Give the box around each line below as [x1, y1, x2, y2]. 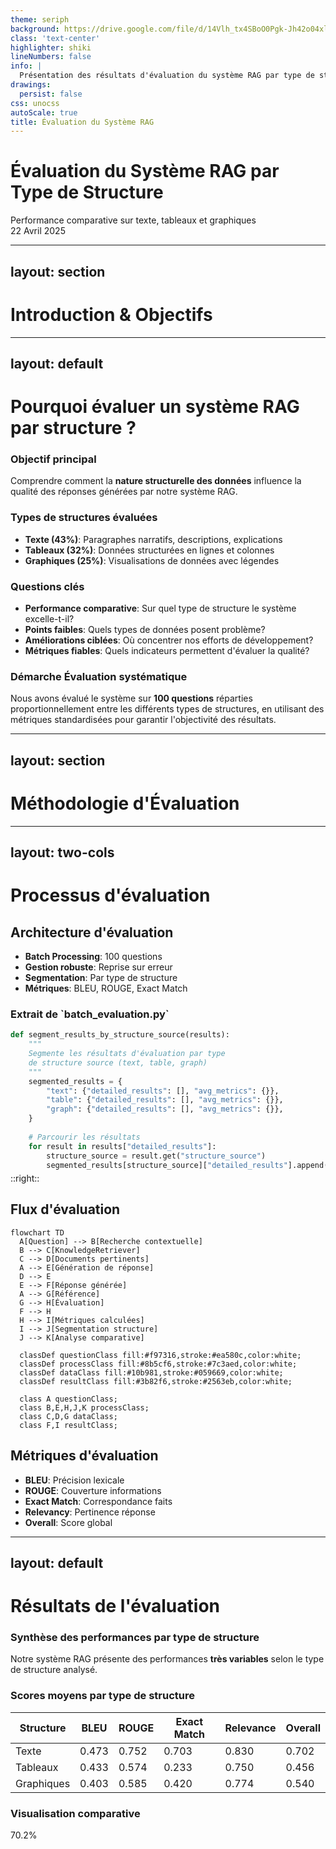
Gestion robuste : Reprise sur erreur [24, 961, 173, 973]
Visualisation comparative [10, 1806, 141, 1820]
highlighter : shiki [10, 42, 92, 53]
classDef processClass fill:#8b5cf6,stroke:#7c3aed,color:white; [19, 1359, 298, 1369]
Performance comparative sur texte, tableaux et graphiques [10, 214, 257, 226]
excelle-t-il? [24, 612, 75, 625]
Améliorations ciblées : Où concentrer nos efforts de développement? [24, 634, 314, 646]
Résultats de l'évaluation [10, 1595, 220, 1618]
